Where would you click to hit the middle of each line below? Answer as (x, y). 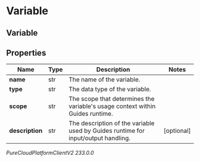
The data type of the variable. (110, 89)
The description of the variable (111, 123)
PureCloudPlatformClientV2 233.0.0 (50, 153)
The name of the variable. (104, 80)
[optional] (177, 131)
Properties (26, 53)
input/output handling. (99, 138)
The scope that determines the (111, 99)
